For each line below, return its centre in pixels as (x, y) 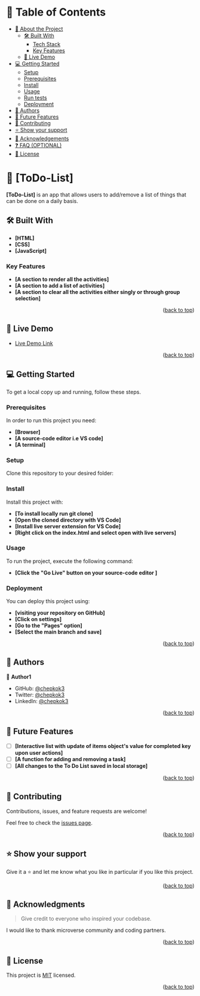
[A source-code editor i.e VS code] (59, 438)
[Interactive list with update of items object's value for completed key (103, 746)
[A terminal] (30, 444)
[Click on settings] (38, 619)
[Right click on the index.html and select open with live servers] (96, 532)
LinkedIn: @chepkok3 (41, 701)
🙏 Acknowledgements (42, 138)
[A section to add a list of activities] (60, 285)
